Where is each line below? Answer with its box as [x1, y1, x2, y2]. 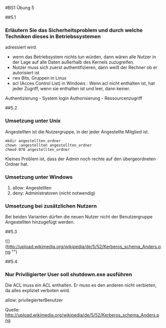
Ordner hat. [5, 161, 29, 167]
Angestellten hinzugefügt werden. [5, 219, 75, 225]
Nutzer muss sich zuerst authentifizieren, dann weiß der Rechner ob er [12, 65, 158, 71]
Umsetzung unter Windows [5, 173, 73, 180]
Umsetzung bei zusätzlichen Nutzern [5, 202, 97, 209]
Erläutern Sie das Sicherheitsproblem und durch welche [5, 26, 143, 33]
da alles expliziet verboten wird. [5, 288, 71, 294]
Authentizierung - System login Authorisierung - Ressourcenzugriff [5, 95, 143, 102]
